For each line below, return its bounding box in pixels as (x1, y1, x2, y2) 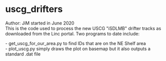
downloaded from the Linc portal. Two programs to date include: (5, 30, 140, 36)
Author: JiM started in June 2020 (5, 20, 74, 26)
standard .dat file (5, 51, 41, 57)
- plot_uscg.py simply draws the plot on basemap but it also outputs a (5, 45, 151, 51)
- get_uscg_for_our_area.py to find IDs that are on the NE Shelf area (5, 40, 146, 46)
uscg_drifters (5, 3, 63, 15)
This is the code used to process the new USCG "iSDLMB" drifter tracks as (5, 25, 161, 31)
